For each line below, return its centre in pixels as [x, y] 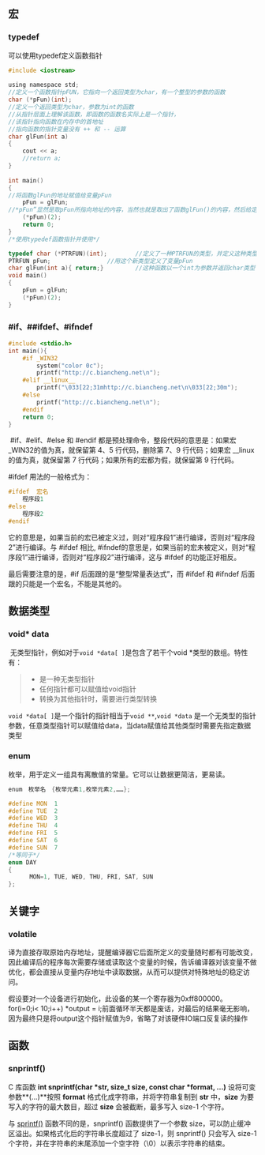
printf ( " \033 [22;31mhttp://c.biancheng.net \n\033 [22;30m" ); [137, 388]
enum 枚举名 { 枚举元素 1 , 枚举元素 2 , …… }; [69, 789]
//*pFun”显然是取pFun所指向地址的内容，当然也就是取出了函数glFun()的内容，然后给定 [133, 210]
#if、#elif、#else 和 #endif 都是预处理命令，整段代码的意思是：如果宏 [123, 440]
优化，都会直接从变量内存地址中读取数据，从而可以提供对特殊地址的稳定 [125, 972]
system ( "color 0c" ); [70, 366]
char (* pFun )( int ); [40, 100]
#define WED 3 [33, 818]
